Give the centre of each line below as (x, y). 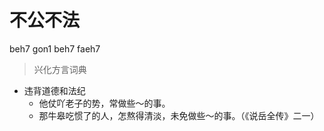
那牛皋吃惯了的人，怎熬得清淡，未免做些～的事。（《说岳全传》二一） (179, 115)
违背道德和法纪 (54, 90)
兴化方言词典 (60, 69)
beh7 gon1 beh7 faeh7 (55, 48)
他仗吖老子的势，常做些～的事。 (104, 103)
